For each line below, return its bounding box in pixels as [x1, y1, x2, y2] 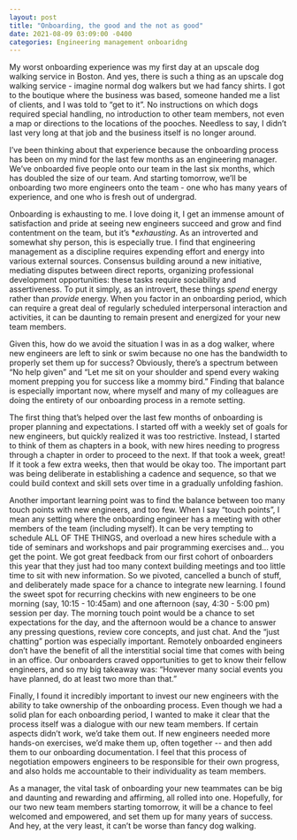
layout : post [9, 12, 57, 22]
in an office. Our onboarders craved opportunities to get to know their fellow [9, 655, 287, 666]
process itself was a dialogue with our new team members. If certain [9, 719, 259, 729]
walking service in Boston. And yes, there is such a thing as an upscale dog [9, 72, 285, 82]
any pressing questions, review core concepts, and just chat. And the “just [9, 627, 280, 638]
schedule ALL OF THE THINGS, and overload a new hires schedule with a [9, 532, 277, 544]
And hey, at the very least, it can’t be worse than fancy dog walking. [9, 821, 256, 831]
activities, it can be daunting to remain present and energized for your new [9, 312, 281, 323]
